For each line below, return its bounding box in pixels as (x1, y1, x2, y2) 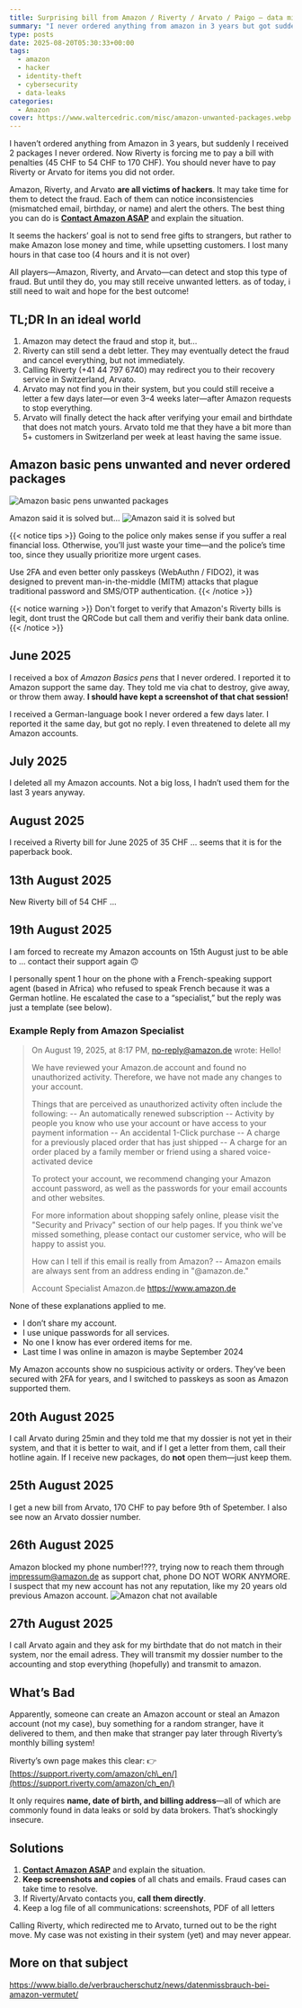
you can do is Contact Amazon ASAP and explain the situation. (9, 213, 244, 224)
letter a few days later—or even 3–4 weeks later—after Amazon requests (22, 393, 292, 404)
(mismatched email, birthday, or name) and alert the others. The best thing (9, 203, 285, 214)
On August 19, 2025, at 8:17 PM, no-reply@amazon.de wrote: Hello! (31, 1044, 281, 1056)
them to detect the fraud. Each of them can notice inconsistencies (9, 194, 254, 205)
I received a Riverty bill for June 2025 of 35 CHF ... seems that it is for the (9, 837, 282, 848)
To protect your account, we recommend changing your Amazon (31, 1174, 271, 1185)
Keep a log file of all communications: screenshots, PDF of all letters (22, 1902, 276, 1913)
